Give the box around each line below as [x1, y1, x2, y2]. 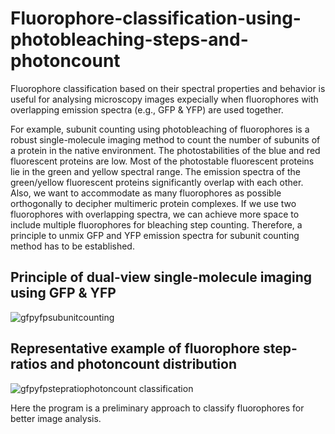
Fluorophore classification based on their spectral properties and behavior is [10, 82, 326, 94]
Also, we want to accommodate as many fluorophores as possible [10, 187, 282, 199]
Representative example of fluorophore [10, 340, 261, 357]
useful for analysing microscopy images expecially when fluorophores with [10, 93, 319, 105]
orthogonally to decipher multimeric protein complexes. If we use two [10, 197, 297, 209]
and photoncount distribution [49, 356, 237, 373]
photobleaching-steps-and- [10, 28, 249, 51]
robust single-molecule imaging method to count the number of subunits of [10, 133, 321, 146]
